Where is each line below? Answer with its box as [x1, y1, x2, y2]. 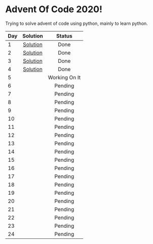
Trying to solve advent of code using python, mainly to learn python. [5, 20, 148, 26]
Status [56, 32, 72, 39]
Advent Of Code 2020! [5, 4, 103, 15]
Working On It [48, 74, 81, 81]
